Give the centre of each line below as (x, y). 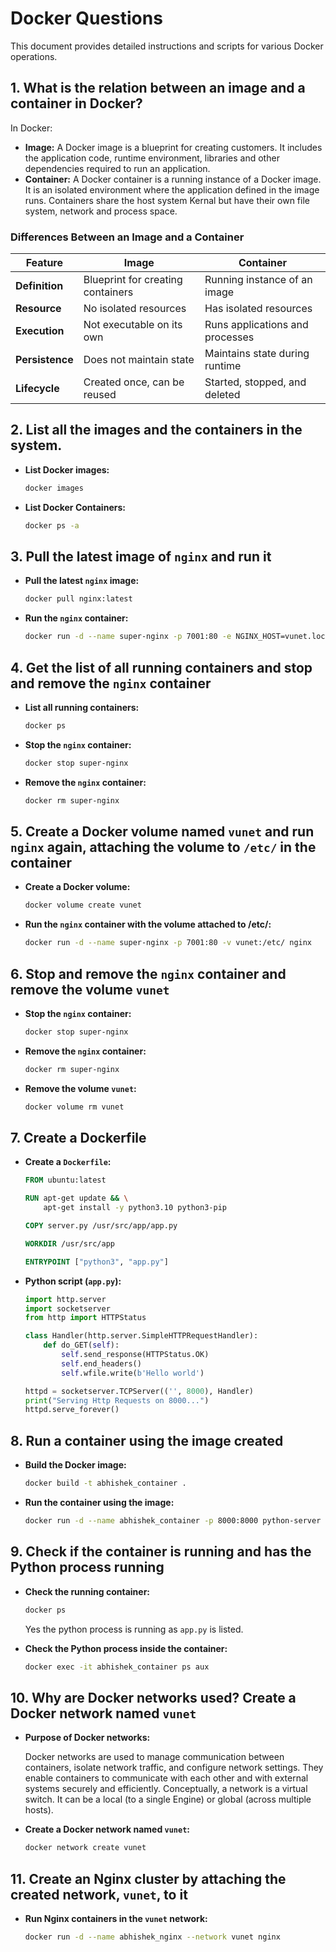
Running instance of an (258, 280)
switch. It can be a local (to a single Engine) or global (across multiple (168, 1799)
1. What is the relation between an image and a (158, 88)
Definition (39, 286)
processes (229, 337)
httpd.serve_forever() (72, 1410)
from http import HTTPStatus (85, 1318)
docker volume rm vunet (74, 1107)
